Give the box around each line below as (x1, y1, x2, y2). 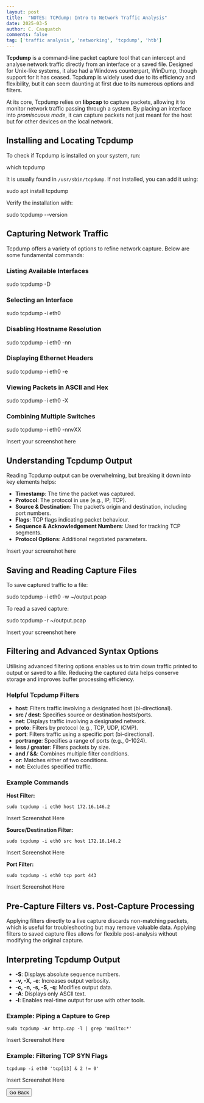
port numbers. (15, 509, 52, 517)
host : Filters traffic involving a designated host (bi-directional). (15, 705, 172, 712)
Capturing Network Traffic (6, 228, 108, 239)
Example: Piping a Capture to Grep (6, 1011, 110, 1020)
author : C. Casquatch (6, 26, 62, 32)
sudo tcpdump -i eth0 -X (6, 397, 69, 404)
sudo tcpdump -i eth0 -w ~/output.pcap (6, 593, 107, 600)
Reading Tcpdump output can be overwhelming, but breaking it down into (6, 471, 191, 479)
